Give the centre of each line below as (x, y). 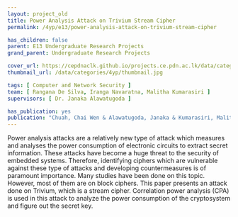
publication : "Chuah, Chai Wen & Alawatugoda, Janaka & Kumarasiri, (110, 118)
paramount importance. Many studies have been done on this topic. (106, 176)
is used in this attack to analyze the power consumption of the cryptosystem (119, 199)
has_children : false (38, 40)
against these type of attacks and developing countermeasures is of (107, 168)
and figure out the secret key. (50, 206)
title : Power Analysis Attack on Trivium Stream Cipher (91, 21)
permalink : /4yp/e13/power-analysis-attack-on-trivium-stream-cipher (112, 27)
